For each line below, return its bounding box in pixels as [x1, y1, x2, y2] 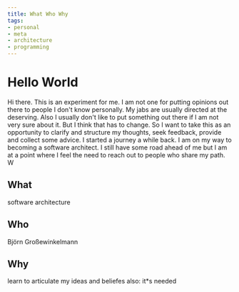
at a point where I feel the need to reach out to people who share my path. [7, 150, 225, 159]
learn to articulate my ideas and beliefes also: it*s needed [7, 277, 177, 286]
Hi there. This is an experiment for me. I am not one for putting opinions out [7, 98, 229, 106]
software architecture [7, 197, 71, 207]
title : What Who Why [7, 10, 69, 18]
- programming [7, 43, 50, 51]
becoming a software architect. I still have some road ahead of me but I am [7, 143, 228, 152]
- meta [7, 30, 27, 38]
